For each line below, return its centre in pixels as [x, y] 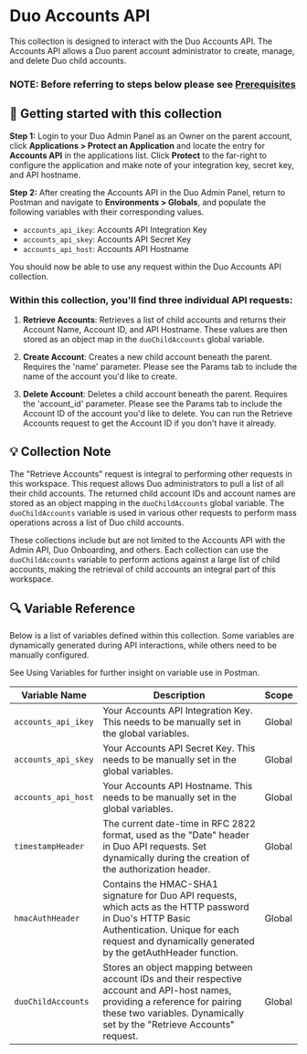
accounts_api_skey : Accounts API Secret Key [107, 239]
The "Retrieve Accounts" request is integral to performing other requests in [151, 474]
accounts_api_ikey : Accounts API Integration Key [115, 229]
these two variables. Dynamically [174, 1013]
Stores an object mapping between [178, 967]
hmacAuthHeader [47, 918]
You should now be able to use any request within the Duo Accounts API [145, 267]
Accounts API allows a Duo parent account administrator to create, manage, [152, 50]
